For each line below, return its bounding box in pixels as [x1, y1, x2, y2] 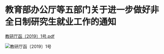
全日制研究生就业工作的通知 [5, 16, 117, 27]
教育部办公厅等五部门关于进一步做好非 [5, 4, 160, 15]
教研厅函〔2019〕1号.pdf [5, 33, 55, 39]
